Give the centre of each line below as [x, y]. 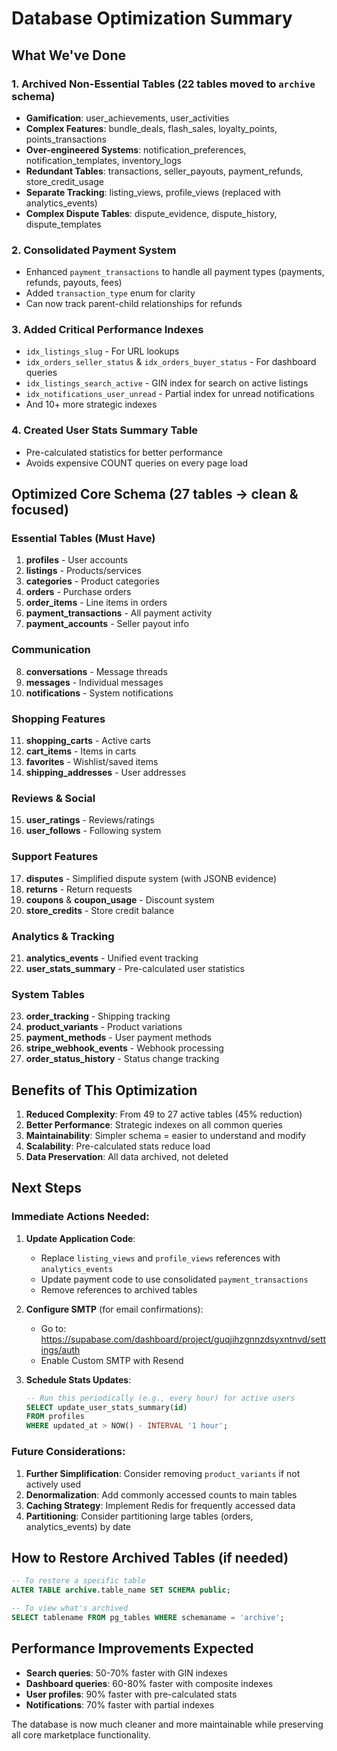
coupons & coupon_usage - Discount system [120, 899]
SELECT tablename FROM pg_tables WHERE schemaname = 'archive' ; [148, 1617]
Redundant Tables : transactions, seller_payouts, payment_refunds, [164, 171]
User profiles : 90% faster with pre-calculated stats [131, 1694]
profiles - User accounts [77, 560]
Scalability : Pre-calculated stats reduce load [118, 1146]
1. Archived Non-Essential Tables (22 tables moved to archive [163, 84]
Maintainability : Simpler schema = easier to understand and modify [166, 1136]
